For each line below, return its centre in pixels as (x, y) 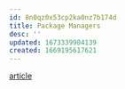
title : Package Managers (55, 26)
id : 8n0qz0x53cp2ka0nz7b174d (63, 17)
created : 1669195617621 (53, 51)
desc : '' (25, 34)
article (21, 76)
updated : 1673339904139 (53, 42)
